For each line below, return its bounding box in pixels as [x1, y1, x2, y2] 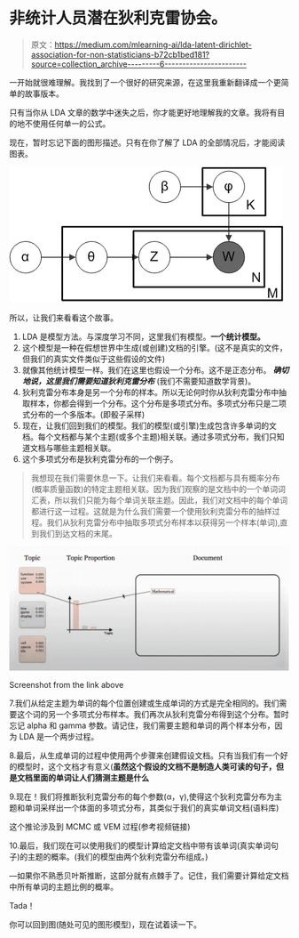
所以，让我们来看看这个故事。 [9, 312, 118, 323]
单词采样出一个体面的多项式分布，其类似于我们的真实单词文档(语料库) [24, 803, 279, 813]
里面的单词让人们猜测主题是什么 [32, 772, 149, 783]
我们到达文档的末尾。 [38, 528, 117, 538]
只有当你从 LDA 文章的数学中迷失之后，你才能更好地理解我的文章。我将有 [9, 107, 278, 117]
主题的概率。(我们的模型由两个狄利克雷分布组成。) [28, 852, 209, 862]
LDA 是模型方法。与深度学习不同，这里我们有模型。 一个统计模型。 [21, 331, 265, 342]
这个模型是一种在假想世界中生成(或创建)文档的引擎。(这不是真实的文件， [21, 342, 288, 352]
